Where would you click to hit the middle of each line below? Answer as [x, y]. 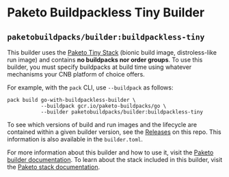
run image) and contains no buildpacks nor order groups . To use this [105, 60]
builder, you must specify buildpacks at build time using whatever [99, 67]
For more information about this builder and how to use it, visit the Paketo [110, 152]
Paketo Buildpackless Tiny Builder [106, 13]
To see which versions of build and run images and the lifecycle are [102, 125]
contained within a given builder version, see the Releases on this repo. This [114, 132]
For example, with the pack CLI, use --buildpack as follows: [90, 87]
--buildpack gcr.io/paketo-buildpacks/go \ [104, 106]
